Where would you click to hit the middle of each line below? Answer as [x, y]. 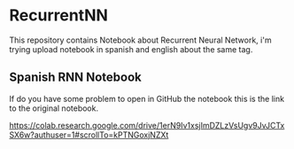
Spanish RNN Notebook [75, 78]
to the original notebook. [54, 108]
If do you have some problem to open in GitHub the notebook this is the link [147, 98]
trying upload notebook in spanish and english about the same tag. [131, 49]
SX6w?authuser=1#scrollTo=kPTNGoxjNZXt [89, 135]
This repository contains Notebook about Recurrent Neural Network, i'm [140, 40]
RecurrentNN [59, 16]
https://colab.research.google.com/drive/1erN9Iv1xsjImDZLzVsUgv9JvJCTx [147, 125]
